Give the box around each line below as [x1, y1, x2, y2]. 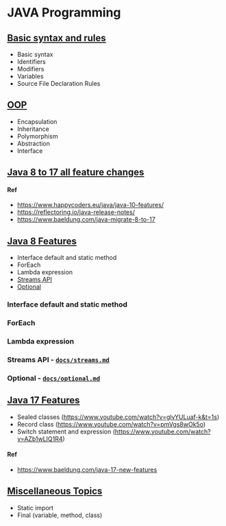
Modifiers [16, 65, 45, 73]
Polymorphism [16, 132, 58, 140]
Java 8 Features [7, 235, 77, 247]
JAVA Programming [7, 5, 121, 21]
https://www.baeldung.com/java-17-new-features [16, 465, 158, 474]
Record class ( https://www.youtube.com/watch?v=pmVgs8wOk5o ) [16, 420, 206, 428]
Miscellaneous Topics [7, 486, 103, 497]
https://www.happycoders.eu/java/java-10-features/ [16, 201, 164, 209]
